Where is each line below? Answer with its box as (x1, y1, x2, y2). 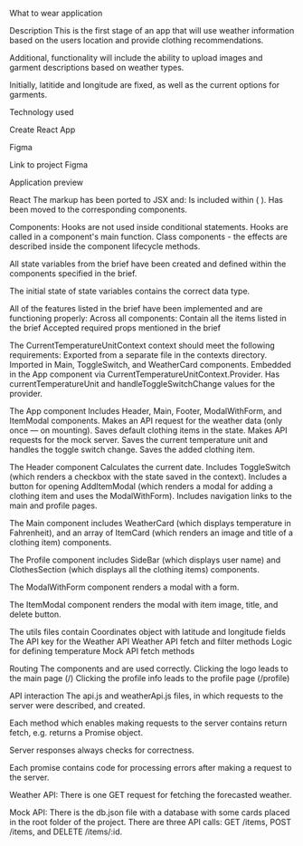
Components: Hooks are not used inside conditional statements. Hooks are (9, 222, 289, 232)
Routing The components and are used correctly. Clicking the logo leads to (9, 663, 289, 674)
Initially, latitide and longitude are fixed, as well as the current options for (9, 80, 280, 90)
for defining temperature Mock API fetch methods (9, 646, 195, 656)
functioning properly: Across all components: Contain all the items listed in (9, 312, 287, 323)
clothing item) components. (9, 537, 112, 547)
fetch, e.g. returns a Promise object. (9, 727, 143, 737)
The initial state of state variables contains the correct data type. (9, 285, 251, 296)
